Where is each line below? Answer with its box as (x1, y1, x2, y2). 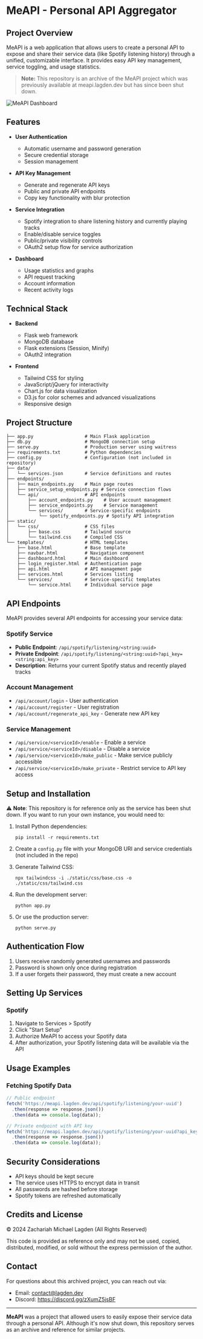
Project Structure (6, 417, 72, 428)
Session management (24, 158, 79, 165)
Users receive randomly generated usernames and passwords (14, 957, 170, 965)
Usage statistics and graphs (24, 267, 94, 274)
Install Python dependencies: (14, 822, 88, 830)
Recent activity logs (24, 286, 74, 293)
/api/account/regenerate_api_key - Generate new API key (14, 709, 160, 717)
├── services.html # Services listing (17, 571, 134, 577)
